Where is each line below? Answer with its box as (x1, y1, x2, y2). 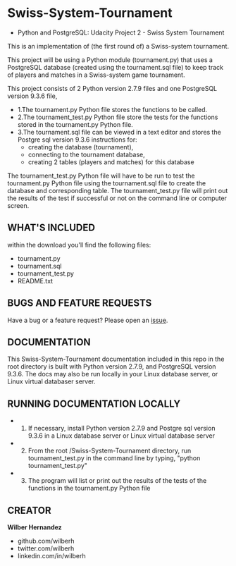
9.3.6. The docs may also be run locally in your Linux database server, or (7, 370, 218, 379)
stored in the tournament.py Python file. (17, 120, 134, 128)
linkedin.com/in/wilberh (17, 552, 86, 560)
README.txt (17, 276, 54, 285)
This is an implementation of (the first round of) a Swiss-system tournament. (7, 42, 230, 50)
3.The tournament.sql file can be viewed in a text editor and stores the (17, 128, 222, 136)
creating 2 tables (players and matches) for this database (27, 157, 195, 166)
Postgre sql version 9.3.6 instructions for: (17, 135, 137, 144)
